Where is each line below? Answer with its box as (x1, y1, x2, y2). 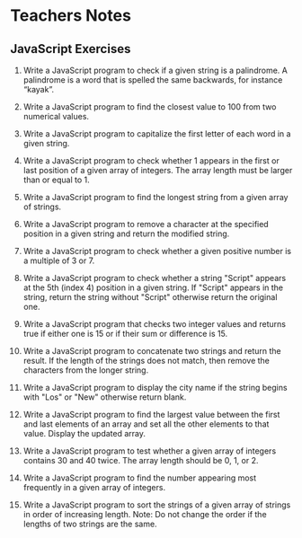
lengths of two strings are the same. (22, 518, 157, 529)
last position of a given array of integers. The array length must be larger (22, 165, 293, 175)
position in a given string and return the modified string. (22, 228, 230, 239)
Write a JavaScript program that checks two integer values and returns (22, 319, 287, 329)
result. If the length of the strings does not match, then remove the (22, 356, 271, 366)
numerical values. (22, 111, 89, 121)
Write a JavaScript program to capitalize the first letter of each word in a (22, 128, 291, 139)
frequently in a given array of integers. (22, 482, 165, 492)
